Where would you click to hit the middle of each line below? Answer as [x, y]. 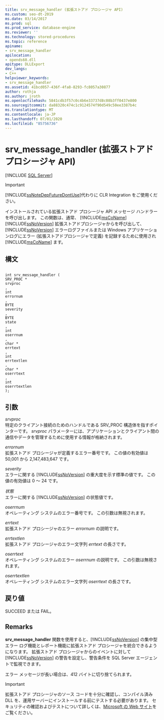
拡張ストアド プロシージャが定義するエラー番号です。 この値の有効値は [77, 453]
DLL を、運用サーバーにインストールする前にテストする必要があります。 [78, 700]
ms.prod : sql [18, 23]
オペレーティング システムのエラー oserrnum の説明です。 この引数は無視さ [81, 560]
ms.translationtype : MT [29, 110]
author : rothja [21, 92]
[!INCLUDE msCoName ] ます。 [35, 242]
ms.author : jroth [23, 96]
